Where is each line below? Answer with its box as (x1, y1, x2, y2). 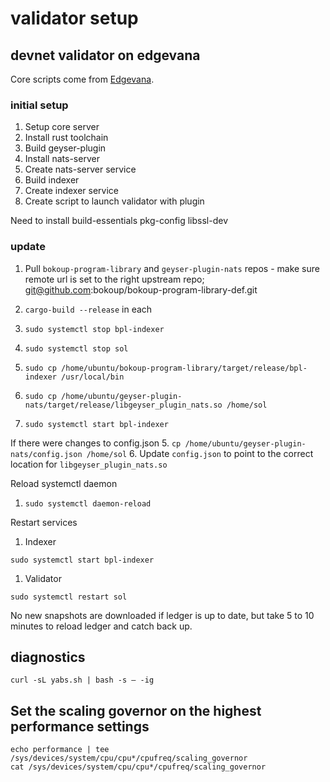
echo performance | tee (10, 745, 110, 755)
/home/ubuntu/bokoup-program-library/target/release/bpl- (61, 363, 308, 373)
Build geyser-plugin (24, 142, 107, 154)
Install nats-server (24, 153, 100, 165)
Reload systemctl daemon (10, 477, 118, 489)
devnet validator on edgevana (10, 47, 201, 64)
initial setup (10, 98, 69, 112)
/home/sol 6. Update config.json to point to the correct (86, 447, 314, 459)
